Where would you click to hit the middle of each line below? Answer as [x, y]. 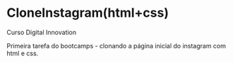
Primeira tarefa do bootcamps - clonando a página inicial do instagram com [116, 45]
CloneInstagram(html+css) [88, 13]
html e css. [23, 53]
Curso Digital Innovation [42, 32]
